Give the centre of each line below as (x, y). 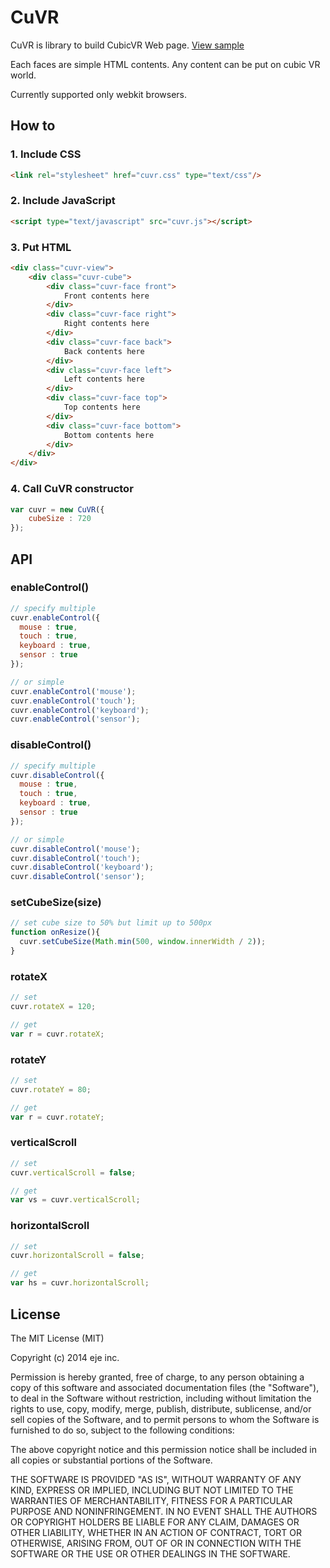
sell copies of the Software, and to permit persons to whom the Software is (165, 1419)
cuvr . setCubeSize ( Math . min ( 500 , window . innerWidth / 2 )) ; (143, 942)
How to (33, 126)
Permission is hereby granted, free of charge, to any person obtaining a (157, 1377)
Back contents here (104, 351)
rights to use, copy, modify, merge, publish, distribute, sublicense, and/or (161, 1408)
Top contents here (102, 407)
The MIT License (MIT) (57, 1338)
